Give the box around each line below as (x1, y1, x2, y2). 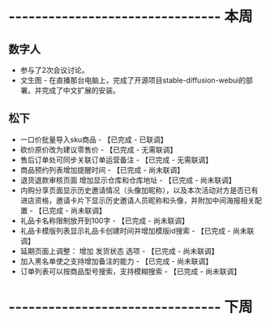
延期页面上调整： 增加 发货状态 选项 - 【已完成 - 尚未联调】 (19, 246, 219, 255)
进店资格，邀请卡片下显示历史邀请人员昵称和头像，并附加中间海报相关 (19, 195, 255, 205)
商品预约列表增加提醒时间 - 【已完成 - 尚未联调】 (19, 165, 185, 174)
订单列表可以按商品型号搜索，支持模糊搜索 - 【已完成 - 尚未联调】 (19, 266, 242, 276)
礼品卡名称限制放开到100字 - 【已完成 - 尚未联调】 (19, 216, 189, 225)
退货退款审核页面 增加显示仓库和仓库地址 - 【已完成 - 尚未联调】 (19, 175, 237, 185)
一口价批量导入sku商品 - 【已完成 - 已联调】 (19, 135, 168, 144)
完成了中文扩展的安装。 (41, 86, 120, 95)
